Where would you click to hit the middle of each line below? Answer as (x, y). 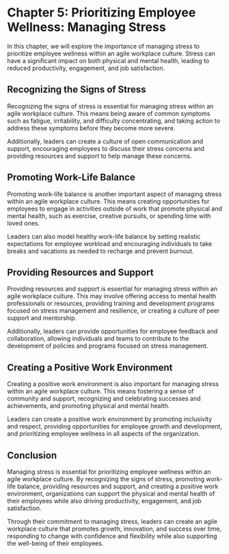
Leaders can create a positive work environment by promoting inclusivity (110, 419)
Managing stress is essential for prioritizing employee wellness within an (109, 472)
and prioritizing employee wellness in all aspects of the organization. (104, 434)
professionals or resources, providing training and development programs (111, 304)
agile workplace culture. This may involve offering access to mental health (112, 296)
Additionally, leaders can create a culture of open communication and (105, 141)
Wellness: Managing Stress (86, 27)
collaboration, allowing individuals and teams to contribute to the (98, 339)
